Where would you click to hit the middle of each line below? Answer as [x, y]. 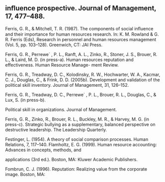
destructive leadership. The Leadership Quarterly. [56, 129]
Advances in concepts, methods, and [43, 150]
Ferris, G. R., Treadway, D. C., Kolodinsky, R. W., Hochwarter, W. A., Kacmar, [83, 74]
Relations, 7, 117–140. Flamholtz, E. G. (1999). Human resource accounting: [81, 144]
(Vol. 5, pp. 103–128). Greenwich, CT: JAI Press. [54, 45]
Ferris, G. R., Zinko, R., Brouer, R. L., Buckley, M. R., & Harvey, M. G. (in [77, 119]
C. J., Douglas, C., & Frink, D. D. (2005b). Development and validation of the [82, 80]
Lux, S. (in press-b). [26, 100]
